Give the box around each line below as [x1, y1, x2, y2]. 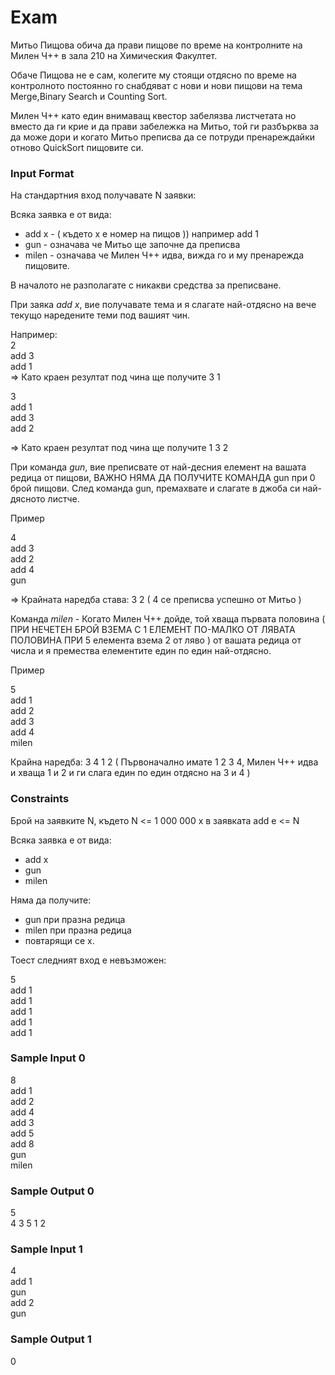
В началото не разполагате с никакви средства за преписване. [10, 279, 282, 291]
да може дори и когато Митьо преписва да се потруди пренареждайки [10, 131, 315, 143]
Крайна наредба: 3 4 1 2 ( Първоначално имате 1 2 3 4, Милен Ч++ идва [10, 756, 319, 768]
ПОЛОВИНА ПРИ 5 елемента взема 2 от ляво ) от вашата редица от [10, 634, 302, 646]
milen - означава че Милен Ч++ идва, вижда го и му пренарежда [24, 249, 305, 261]
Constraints [10, 792, 70, 806]
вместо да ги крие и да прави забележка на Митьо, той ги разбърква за [10, 120, 320, 132]
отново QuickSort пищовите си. [10, 141, 144, 153]
